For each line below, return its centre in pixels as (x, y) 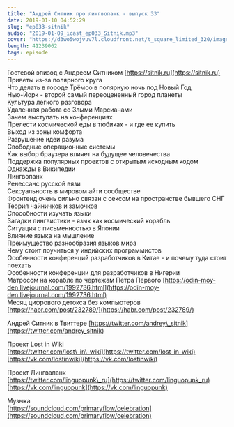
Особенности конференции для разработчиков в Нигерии (94, 272)
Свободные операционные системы (61, 147)
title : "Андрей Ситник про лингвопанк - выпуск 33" (84, 14)
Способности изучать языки (49, 213)
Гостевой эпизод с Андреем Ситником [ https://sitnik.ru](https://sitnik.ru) (114, 72)
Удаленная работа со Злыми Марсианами (70, 110)
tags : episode (28, 53)
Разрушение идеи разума (46, 139)
